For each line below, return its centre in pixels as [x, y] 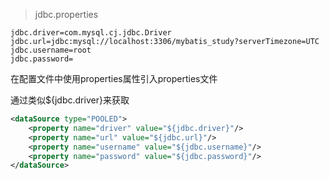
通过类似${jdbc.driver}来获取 [70, 100]
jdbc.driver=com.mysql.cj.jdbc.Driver [91, 33]
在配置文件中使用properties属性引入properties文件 [114, 78]
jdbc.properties [66, 14]
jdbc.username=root [51, 50]
